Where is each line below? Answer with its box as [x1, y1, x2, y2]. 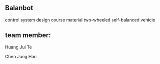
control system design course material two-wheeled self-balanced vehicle [5, 17, 156, 22]
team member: [5, 31, 51, 40]
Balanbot [5, 4, 33, 12]
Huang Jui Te [5, 44, 32, 50]
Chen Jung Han [5, 53, 37, 59]
